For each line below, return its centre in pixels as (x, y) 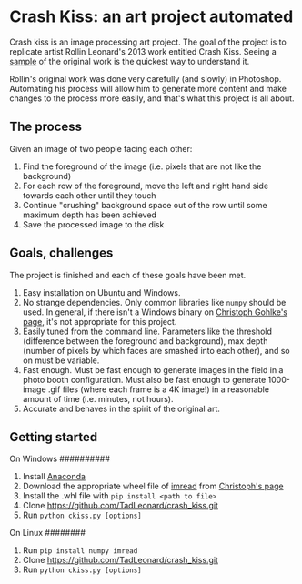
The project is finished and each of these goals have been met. (128, 275)
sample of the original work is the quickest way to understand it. (130, 61)
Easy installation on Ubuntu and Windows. (101, 292)
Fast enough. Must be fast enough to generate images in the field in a (153, 369)
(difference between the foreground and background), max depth (145, 341)
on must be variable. (61, 360)
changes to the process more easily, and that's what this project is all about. (152, 98)
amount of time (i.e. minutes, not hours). (98, 398)
